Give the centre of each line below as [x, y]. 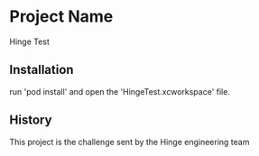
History [31, 120]
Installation [42, 70]
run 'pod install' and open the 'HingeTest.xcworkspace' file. [120, 91]
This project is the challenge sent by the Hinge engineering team [129, 142]
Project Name [61, 17]
